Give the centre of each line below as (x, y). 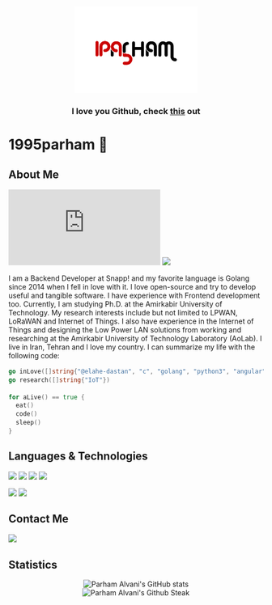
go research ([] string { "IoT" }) (59, 380)
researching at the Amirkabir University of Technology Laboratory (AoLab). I (135, 338)
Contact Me (38, 519)
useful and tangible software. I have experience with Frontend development (134, 295)
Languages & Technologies (78, 457)
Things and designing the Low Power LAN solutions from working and (125, 329)
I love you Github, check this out (136, 111)
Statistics (33, 565)
